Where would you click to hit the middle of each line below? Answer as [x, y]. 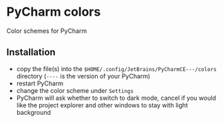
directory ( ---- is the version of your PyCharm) [83, 76]
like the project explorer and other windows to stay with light [102, 105]
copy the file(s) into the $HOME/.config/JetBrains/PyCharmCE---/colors [117, 68]
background [33, 112]
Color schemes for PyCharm [47, 31]
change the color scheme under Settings [75, 90]
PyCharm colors [54, 12]
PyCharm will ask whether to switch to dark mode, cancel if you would [116, 98]
